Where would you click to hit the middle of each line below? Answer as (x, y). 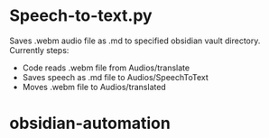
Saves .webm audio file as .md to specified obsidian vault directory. (135, 41)
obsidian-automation (90, 124)
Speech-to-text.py (81, 16)
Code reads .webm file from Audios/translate (106, 68)
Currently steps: (39, 50)
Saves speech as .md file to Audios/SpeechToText (116, 77)
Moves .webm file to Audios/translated (94, 87)
